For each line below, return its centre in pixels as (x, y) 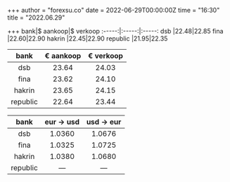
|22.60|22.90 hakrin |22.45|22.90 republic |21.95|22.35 (88, 38)
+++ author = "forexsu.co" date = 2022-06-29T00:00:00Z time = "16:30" (114, 10)
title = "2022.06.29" (36, 17)
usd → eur (104, 122)
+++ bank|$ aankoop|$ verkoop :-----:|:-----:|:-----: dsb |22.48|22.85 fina (115, 31)
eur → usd (62, 122)
